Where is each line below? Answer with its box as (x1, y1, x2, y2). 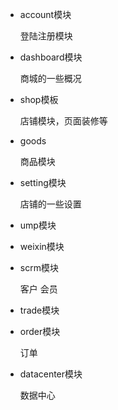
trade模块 (19, 304, 60, 316)
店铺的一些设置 (19, 198, 82, 210)
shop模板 (19, 94, 59, 105)
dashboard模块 (19, 51, 83, 63)
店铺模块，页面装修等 (19, 115, 108, 127)
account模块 (19, 9, 72, 20)
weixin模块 (19, 241, 65, 252)
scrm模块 (19, 262, 59, 273)
